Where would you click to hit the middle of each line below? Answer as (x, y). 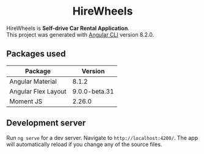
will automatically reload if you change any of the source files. (84, 144)
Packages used (36, 54)
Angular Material (33, 81)
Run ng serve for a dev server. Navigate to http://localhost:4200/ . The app (102, 137)
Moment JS (26, 101)
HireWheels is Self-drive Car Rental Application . (68, 28)
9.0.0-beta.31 (93, 91)
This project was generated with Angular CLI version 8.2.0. (80, 34)
